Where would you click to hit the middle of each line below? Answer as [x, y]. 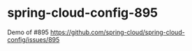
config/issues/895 [34, 39]
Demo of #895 [28, 32]
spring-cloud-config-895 [83, 13]
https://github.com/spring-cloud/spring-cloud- [117, 32]
